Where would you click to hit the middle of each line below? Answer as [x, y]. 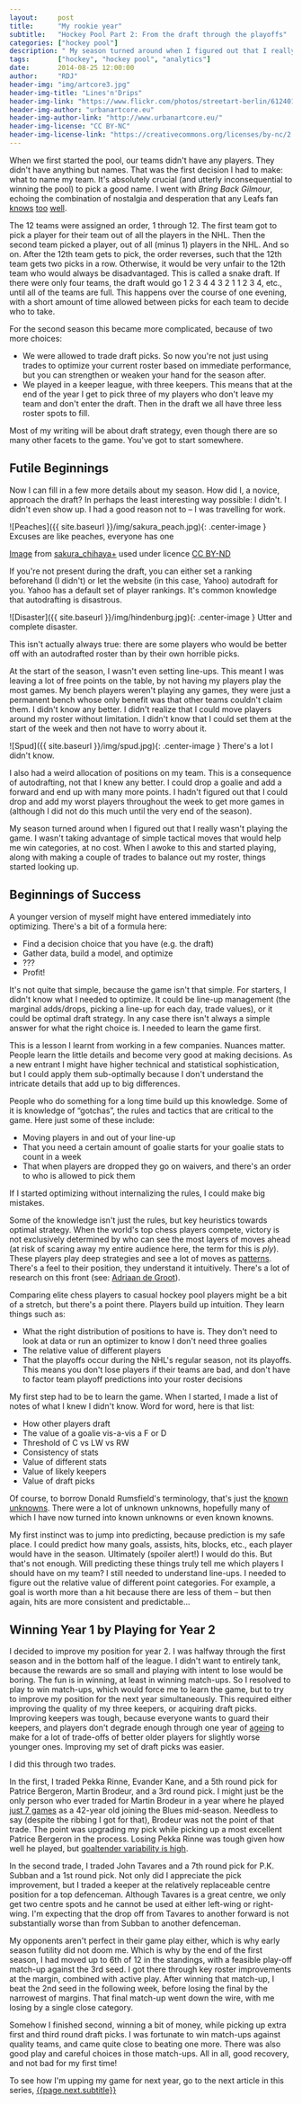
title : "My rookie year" [66, 26]
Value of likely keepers [64, 1471]
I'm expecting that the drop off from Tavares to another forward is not [160, 1914]
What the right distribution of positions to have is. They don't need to [150, 1331]
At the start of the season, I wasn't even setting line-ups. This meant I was [147, 671]
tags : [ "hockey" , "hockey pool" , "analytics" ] [110, 59]
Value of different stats [65, 1461]
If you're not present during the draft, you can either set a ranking [131, 571]
